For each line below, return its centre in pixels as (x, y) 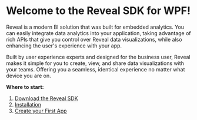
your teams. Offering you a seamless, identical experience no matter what (96, 69)
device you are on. (29, 76)
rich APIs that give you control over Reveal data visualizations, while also (94, 39)
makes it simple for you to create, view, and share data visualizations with (95, 63)
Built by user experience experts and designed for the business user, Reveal (98, 57)
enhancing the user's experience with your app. (64, 46)
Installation (28, 104)
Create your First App (41, 111)
